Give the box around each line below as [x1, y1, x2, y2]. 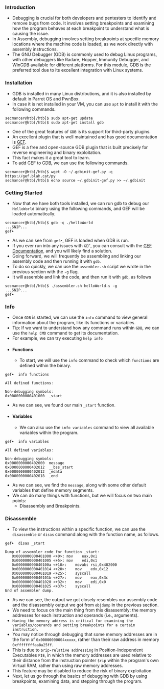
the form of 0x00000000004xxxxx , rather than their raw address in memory [12, 637, 160, 642]
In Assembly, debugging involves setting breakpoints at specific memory [12, 36, 159, 42]
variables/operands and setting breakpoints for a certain [12, 622, 136, 628]
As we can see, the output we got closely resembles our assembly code [12, 596, 158, 602]
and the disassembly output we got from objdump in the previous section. [12, 602, 159, 608]
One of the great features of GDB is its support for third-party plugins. [12, 128, 151, 134]
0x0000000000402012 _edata [5, 469, 63, 474]
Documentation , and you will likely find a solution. [12, 248, 113, 254]
